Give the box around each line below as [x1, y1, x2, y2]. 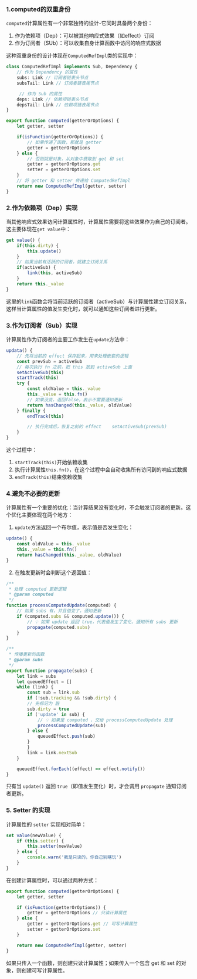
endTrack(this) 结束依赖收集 [14, 474, 83, 481]
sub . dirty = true [27, 706, 69, 712]
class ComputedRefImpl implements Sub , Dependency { [6, 64, 138, 70]
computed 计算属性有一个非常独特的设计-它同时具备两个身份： [6, 19, 153, 27]
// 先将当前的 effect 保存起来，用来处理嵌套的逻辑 [16, 353, 129, 359]
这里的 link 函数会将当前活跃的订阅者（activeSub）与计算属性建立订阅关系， [6, 298, 190, 305]
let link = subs [16, 673, 57, 679]
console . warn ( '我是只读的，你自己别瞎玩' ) [27, 854, 122, 860]
